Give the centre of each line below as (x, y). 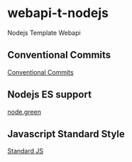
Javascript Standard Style (66, 134)
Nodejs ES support (50, 95)
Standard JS (26, 151)
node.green (24, 112)
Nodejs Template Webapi (44, 33)
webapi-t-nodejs (58, 13)
